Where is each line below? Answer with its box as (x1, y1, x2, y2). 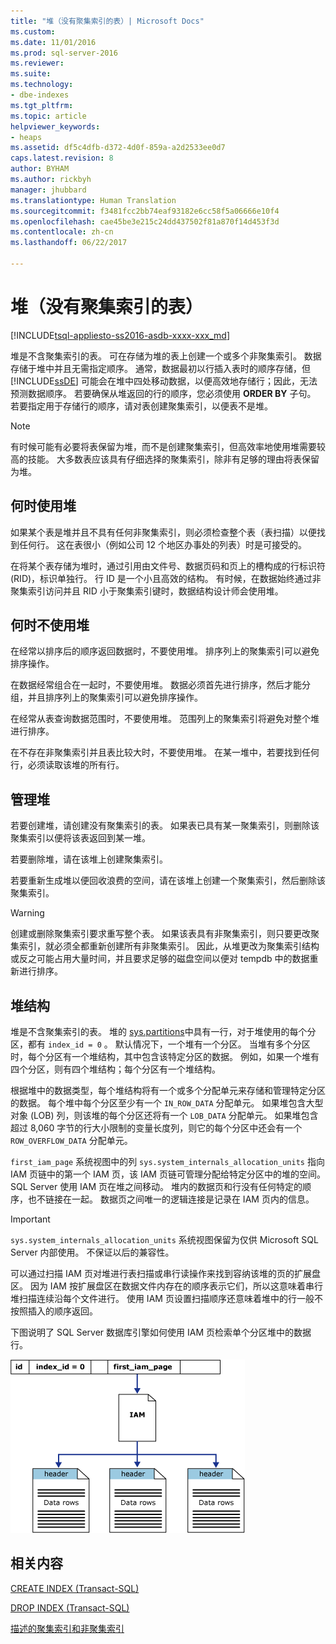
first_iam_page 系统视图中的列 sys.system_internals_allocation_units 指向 (10, 1156, 325, 1168)
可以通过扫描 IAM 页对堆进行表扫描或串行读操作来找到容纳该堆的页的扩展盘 (10, 1268, 321, 1280)
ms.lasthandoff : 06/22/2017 (10, 238, 128, 248)
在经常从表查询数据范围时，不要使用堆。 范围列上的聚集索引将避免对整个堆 (10, 713, 320, 725)
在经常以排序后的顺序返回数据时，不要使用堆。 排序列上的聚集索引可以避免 (10, 645, 320, 657)
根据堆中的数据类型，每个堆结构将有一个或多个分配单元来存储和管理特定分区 (10, 1085, 326, 1097)
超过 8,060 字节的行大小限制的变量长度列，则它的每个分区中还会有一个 (10, 1122, 303, 1134)
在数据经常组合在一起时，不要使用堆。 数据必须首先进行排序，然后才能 (10, 679, 302, 691)
